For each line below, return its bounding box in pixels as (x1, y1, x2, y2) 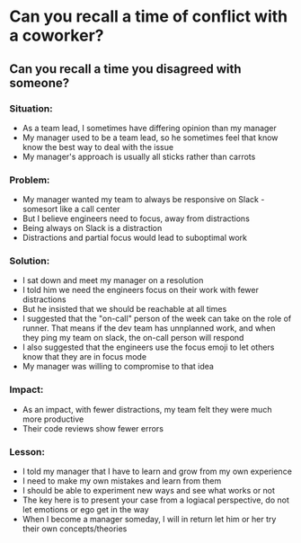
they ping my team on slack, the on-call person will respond (22, 333, 244, 343)
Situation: (9, 102, 53, 114)
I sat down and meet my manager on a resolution (22, 275, 204, 286)
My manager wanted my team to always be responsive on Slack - (22, 194, 265, 205)
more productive (22, 414, 84, 424)
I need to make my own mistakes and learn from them (22, 476, 222, 486)
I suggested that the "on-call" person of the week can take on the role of (22, 313, 292, 325)
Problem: (9, 174, 50, 186)
